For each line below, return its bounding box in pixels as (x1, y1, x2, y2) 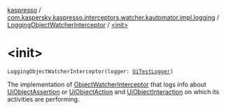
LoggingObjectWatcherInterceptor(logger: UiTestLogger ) (7, 68, 174, 75)
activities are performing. (7, 95, 80, 103)
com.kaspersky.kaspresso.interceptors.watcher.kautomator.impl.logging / (7, 13, 219, 22)
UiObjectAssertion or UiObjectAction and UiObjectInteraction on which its (7, 87, 220, 96)
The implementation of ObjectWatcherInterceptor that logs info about (7, 80, 206, 88)
